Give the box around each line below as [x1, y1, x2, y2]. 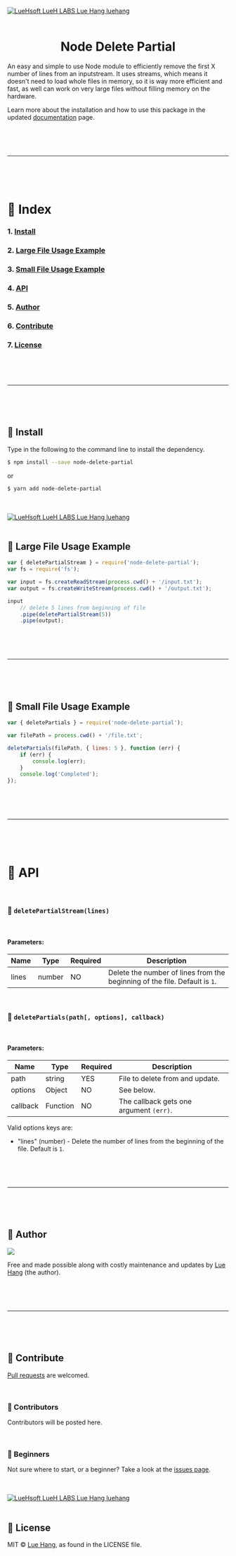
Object [45, 1085, 68, 1095]
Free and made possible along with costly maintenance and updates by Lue [7, 1260, 226, 1269]
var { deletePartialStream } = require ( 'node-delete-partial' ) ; [7, 559, 199, 567]
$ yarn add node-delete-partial [7, 485, 102, 492]
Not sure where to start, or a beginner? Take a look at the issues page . [7, 1465, 211, 1474]
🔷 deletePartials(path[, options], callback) [7, 1012, 165, 1022]
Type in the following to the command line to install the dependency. [7, 445, 205, 453]
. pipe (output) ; [20, 617, 65, 624]
